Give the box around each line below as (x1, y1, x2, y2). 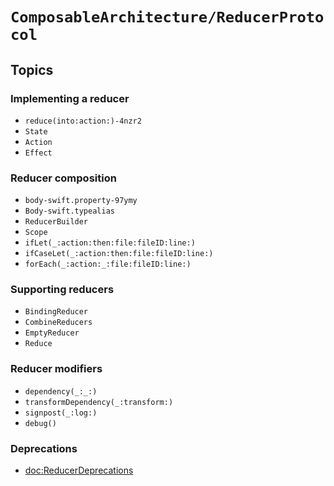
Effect (24, 148, 53, 158)
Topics (10, 61, 54, 78)
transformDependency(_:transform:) (24, 397, 174, 407)
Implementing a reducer (10, 91, 130, 105)
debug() (24, 418, 57, 428)
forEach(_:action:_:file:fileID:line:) (24, 259, 192, 270)
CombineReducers (24, 318, 93, 328)
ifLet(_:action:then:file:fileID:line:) (24, 238, 196, 248)
